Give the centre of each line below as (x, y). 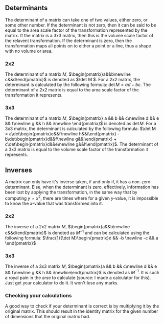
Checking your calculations (38, 295)
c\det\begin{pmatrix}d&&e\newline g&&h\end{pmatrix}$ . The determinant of (82, 144)
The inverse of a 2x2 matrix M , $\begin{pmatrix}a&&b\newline (68, 227)
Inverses (19, 170)
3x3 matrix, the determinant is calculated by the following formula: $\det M (81, 129)
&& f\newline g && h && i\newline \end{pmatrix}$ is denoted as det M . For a (81, 124)
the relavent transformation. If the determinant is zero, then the (69, 41)
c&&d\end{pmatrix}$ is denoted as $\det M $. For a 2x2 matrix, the (73, 80)
